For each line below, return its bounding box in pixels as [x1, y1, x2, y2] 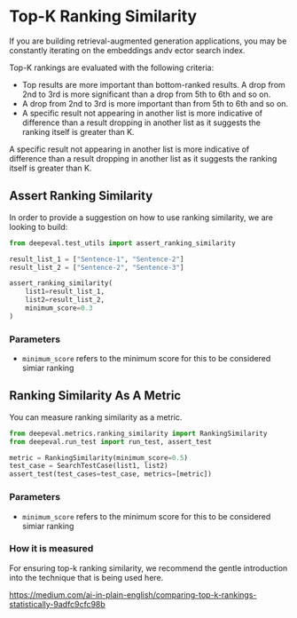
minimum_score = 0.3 [25, 304, 93, 313]
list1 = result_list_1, [25, 287, 105, 297]
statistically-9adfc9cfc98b [9, 598, 106, 609]
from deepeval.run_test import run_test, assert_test [9, 437, 213, 446]
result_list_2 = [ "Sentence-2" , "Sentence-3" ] [9, 263, 184, 272]
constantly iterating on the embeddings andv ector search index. [9, 44, 246, 55]
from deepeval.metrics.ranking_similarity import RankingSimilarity [9, 429, 268, 438]
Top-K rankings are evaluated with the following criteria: [9, 62, 215, 73]
